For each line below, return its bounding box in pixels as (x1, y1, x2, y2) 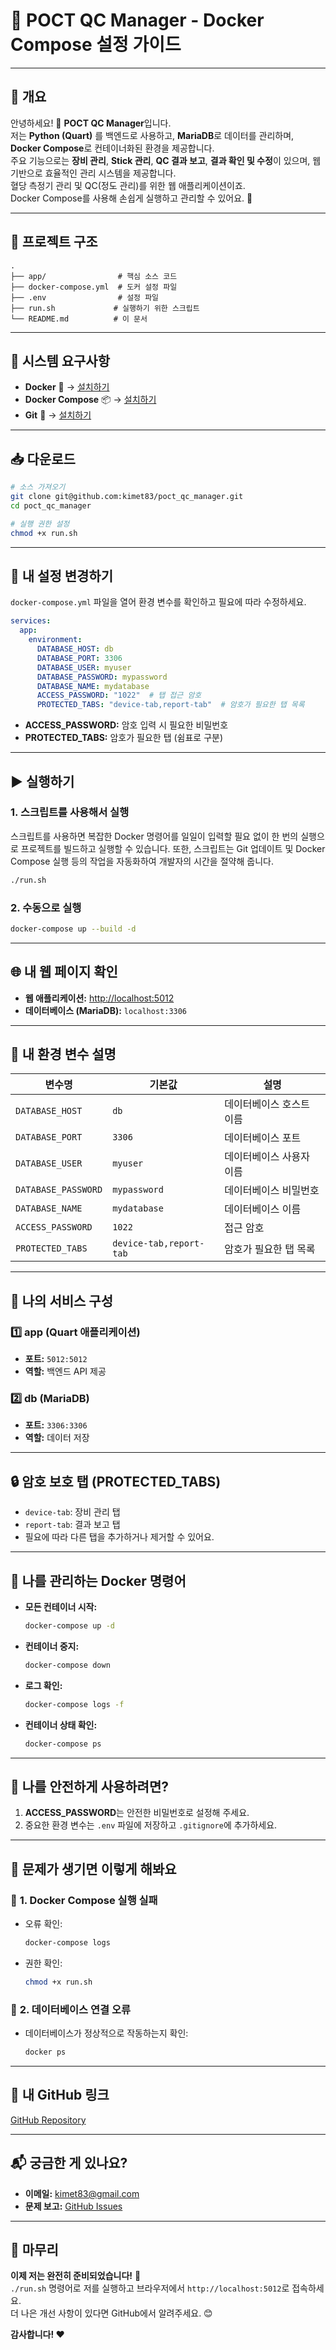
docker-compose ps (24, 1739, 102, 1749)
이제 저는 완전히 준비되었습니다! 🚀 (10, 2270, 142, 2282)
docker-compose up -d (24, 1621, 115, 1631)
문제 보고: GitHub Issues (24, 2200, 123, 2212)
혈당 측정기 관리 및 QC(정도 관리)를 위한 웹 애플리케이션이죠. (10, 179, 246, 191)
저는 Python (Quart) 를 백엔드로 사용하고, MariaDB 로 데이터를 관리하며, (10, 129, 295, 141)
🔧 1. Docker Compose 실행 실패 (10, 1893, 158, 1907)
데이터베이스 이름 (224, 1202, 302, 1216)
